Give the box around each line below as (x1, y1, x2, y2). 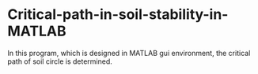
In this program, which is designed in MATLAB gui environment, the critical (7, 48, 251, 57)
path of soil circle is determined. (7, 57, 112, 66)
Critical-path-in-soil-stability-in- (7, 6, 229, 24)
